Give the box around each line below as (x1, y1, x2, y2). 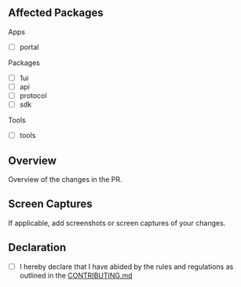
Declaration (8, 241, 67, 254)
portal (19, 42, 39, 52)
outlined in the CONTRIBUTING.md (19, 271, 133, 280)
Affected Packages (8, 6, 104, 20)
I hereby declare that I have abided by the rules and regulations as (19, 262, 234, 271)
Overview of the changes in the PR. (8, 175, 123, 183)
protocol (19, 91, 47, 100)
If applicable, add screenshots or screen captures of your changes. (8, 218, 226, 227)
